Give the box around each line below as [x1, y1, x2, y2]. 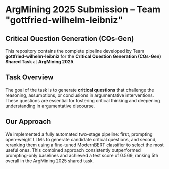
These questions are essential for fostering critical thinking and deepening [5, 97, 160, 103]
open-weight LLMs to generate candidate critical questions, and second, [5, 136, 157, 142]
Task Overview [5, 73, 54, 82]
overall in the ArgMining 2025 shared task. [5, 158, 94, 164]
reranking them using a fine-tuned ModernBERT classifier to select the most [5, 142, 164, 148]
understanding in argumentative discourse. [5, 103, 95, 109]
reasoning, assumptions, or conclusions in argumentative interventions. [5, 92, 154, 98]
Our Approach [5, 117, 51, 126]
